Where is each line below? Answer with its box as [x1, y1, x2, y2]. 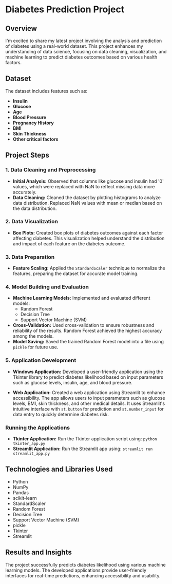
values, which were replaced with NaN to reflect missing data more [12, 183, 155, 189]
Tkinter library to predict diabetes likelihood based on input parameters [12, 374, 163, 380]
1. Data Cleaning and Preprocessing [5, 166, 96, 173]
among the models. [12, 333, 54, 339]
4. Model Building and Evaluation [5, 283, 89, 290]
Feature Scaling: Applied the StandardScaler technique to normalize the [12, 265, 165, 271]
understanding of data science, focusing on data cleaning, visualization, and [5, 49, 167, 54]
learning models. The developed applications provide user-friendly [5, 567, 147, 573]
